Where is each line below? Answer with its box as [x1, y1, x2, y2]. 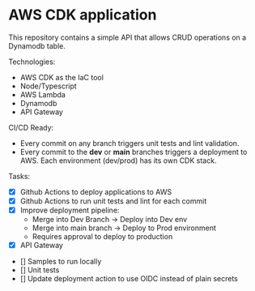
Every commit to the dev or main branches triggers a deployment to [19, 147, 248, 156]
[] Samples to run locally [19, 257, 102, 267]
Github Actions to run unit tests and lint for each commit [19, 196, 207, 206]
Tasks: [8, 171, 31, 181]
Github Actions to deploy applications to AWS [19, 186, 172, 196]
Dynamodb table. [8, 41, 66, 50]
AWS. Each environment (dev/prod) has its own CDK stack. [19, 156, 217, 165]
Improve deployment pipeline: [19, 205, 120, 216]
